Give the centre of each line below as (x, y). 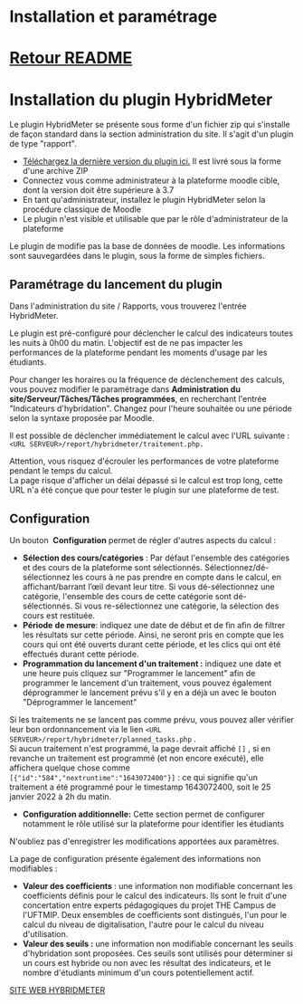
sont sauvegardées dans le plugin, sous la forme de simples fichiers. (137, 256)
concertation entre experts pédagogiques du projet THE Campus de (149, 905)
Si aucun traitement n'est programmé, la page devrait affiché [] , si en (140, 748)
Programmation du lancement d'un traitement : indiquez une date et (152, 664)
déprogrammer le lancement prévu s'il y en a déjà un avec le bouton (150, 692)
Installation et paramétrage (114, 17)
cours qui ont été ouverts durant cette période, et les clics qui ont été (151, 644)
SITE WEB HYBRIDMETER (57, 990)
